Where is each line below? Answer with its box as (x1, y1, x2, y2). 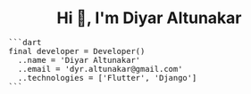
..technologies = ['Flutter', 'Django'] (17, 73, 197, 82)
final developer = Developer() (8, 46, 146, 56)
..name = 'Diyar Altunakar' (17, 55, 141, 65)
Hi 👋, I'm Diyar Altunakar (56, 8, 242, 28)
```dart (8, 37, 42, 47)
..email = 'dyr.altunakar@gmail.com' (17, 64, 183, 74)
